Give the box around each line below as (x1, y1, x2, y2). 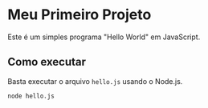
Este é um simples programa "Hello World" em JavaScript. (7, 32, 201, 42)
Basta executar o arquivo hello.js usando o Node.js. (7, 76, 183, 86)
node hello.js (7, 92, 55, 100)
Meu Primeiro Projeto (7, 6, 152, 24)
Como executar (7, 55, 86, 69)
